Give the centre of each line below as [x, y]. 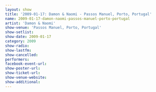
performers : [17, 59]
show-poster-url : [23, 69]
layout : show [18, 9]
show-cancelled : [22, 55]
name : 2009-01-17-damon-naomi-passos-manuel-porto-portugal [68, 18]
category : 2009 [21, 41]
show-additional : [23, 82]
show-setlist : [20, 32]
